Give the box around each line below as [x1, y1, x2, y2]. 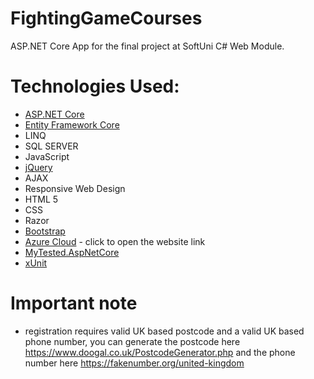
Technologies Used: [10, 75, 180, 98]
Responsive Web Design [24, 182, 126, 194]
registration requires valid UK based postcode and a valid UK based [24, 325, 305, 337]
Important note [10, 292, 138, 315]
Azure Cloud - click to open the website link [24, 235, 206, 247]
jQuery [24, 161, 53, 173]
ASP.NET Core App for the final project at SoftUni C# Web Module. [10, 40, 285, 52]
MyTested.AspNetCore [24, 246, 120, 258]
